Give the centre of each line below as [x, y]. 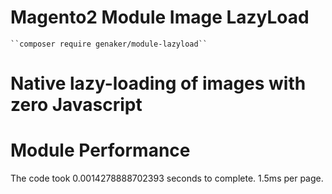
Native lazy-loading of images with [158, 83]
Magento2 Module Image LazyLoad [160, 17]
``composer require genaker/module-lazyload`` [109, 44]
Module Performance [100, 150]
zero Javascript [76, 105]
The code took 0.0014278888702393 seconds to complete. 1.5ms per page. [167, 178]
